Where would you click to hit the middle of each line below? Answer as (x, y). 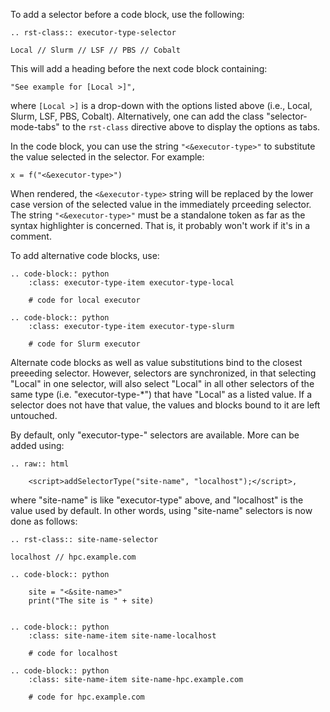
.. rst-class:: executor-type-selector (93, 33)
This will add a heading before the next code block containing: (139, 68)
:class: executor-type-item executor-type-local (131, 283)
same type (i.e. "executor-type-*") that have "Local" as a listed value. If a (161, 394)
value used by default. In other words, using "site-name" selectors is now (161, 510)
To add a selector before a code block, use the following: (127, 14)
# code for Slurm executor (84, 344)
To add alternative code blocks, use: (85, 255)
